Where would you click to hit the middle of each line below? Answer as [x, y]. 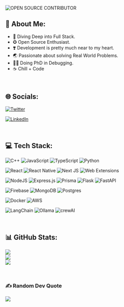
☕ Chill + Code [28, 68]
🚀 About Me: [26, 24]
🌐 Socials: [22, 97]
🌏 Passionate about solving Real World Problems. [66, 55]
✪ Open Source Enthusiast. [42, 42]
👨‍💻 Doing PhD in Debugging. [43, 63]
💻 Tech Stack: [29, 146]
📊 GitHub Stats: [32, 237]
